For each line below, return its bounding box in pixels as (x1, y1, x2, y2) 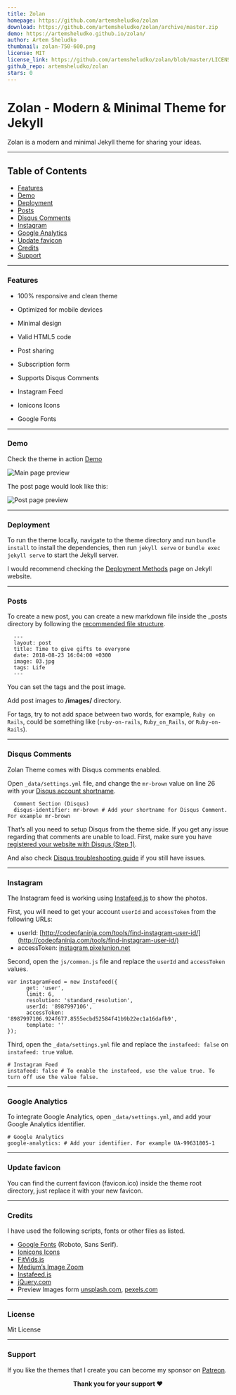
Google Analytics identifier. (7, 1120, 86, 1128)
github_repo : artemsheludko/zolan (7, 63, 109, 70)
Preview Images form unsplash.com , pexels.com (17, 1285, 158, 1293)
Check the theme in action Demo (7, 454, 103, 463)
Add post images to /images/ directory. (7, 696, 122, 705)
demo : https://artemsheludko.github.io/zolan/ (7, 30, 146, 37)
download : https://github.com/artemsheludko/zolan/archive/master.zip (7, 23, 218, 30)
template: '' (25, 1022, 65, 1029)
